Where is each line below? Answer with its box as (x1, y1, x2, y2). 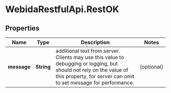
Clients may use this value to (55, 54, 124, 60)
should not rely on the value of (55, 67, 129, 73)
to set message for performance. (55, 79, 134, 86)
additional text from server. (55, 47, 121, 54)
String (35, 64, 51, 70)
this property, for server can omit (55, 73, 135, 80)
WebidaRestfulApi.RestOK (5, 4, 120, 15)
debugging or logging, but (55, 60, 118, 67)
